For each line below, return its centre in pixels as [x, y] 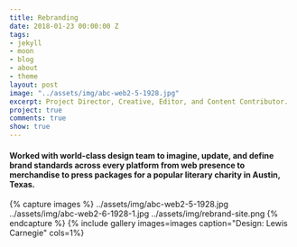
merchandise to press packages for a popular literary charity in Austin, [145, 174]
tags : [19, 34]
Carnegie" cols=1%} [47, 233]
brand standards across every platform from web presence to [127, 165]
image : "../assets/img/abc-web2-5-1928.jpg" [94, 93]
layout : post [34, 85]
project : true [36, 110]
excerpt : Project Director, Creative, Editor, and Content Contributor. [149, 101]
